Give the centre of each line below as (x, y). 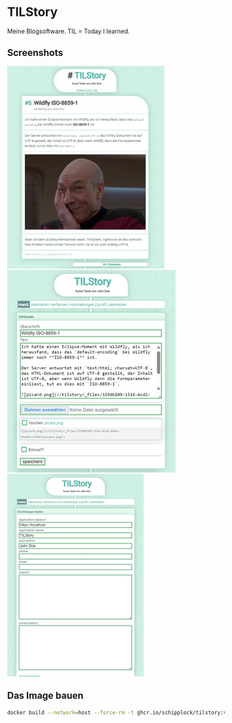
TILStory (32, 12)
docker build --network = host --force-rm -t (71, 713)
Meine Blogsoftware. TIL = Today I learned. (68, 31)
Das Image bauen (46, 696)
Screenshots (35, 53)
